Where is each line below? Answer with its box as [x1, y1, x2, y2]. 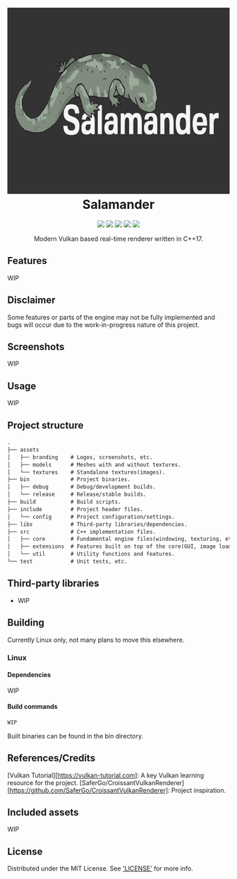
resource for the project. [7, 778, 78, 787]
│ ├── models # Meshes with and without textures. [7, 461, 181, 468]
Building [7, 617, 44, 629]
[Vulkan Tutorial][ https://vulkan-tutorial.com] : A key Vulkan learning [7, 771, 205, 779]
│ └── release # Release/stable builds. [7, 491, 147, 498]
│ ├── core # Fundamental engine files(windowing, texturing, [7, 536, 222, 543]
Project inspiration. [171, 786, 226, 794]
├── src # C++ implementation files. [7, 528, 157, 535]
